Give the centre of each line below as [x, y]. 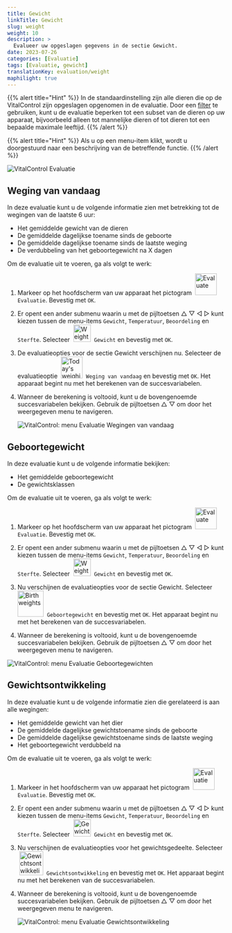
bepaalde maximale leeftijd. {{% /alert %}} [68, 127]
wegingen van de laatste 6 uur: [51, 215]
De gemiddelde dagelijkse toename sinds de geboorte [94, 236]
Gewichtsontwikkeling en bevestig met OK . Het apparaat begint [135, 873]
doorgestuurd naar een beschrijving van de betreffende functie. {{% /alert [113, 148]
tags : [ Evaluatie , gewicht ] [48, 65]
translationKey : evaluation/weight [59, 71]
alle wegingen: [28, 709]
